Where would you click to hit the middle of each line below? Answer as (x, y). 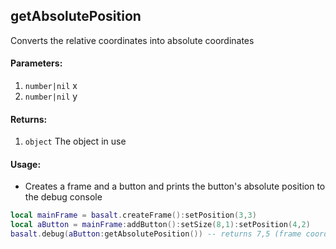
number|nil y (51, 96)
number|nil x (51, 86)
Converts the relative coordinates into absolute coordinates (132, 40)
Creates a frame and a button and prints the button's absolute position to (175, 186)
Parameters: (36, 63)
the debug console (63, 197)
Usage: (26, 164)
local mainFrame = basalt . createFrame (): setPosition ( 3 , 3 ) (133, 215)
